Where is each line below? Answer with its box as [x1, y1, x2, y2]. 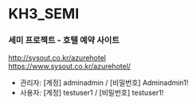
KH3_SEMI [8, 5, 80, 23]
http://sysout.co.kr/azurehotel [8, 53, 106, 63]
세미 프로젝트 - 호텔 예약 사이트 [8, 35, 120, 46]
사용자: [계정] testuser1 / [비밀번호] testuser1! [19, 88, 164, 98]
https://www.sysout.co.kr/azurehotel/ [8, 61, 131, 72]
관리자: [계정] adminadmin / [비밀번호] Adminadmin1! [19, 78, 189, 87]
